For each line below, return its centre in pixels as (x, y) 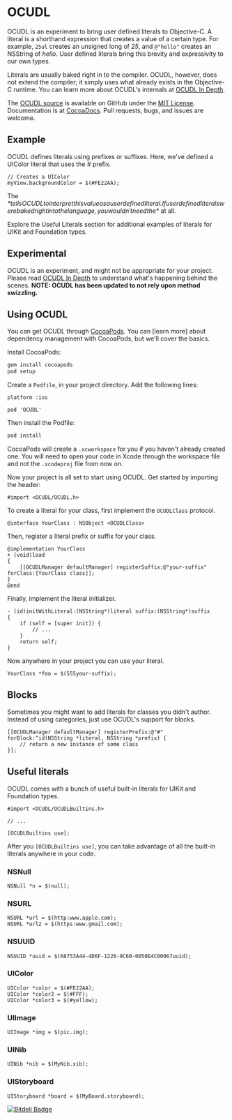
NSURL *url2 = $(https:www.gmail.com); (65, 924)
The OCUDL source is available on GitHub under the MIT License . (101, 103)
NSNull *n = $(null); (39, 886)
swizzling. (23, 292)
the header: (24, 485)
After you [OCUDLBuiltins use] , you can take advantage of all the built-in (111, 846)
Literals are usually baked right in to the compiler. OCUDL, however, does (112, 75)
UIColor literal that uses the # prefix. (59, 164)
